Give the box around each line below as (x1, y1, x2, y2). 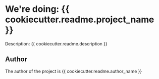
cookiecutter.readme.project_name (5, 14, 155, 25)
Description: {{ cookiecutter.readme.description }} (5, 40, 107, 46)
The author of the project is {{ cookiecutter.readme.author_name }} (5, 68, 142, 74)
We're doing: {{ (5, 3, 70, 15)
